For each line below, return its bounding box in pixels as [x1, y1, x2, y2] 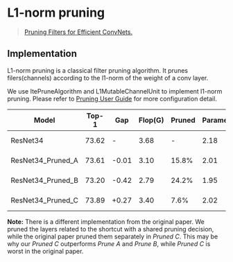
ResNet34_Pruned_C [10, 195, 78, 205]
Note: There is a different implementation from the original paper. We [7, 217, 205, 226]
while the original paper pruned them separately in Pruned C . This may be [7, 232, 218, 241]
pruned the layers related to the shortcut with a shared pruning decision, [7, 225, 214, 233]
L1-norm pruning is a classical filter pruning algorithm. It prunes [7, 66, 189, 74]
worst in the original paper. [7, 247, 84, 255]
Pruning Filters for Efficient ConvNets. [24, 28, 133, 36]
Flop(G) [138, 115, 164, 125]
